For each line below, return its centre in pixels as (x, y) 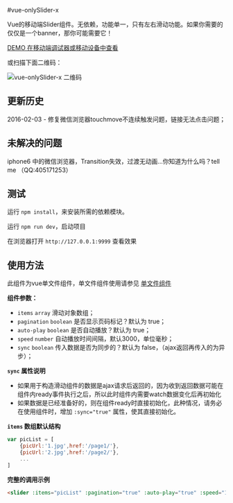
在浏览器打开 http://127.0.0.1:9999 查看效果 (72, 241)
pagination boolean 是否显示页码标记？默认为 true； (92, 321)
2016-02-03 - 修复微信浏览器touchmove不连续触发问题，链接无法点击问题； (116, 119)
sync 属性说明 (26, 371)
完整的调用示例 (28, 479)
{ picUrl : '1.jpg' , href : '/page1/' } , (69, 446)
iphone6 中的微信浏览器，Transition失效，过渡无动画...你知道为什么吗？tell (114, 161)
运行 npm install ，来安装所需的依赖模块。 (68, 212)
